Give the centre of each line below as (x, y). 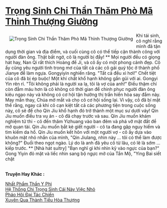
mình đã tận (148, 46)
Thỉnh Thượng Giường (52, 21)
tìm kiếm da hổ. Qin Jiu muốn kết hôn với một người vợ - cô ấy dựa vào (78, 132)
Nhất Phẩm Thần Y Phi (28, 184)
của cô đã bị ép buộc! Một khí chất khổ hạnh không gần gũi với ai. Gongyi (81, 78)
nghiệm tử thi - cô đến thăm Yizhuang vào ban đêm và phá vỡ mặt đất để (81, 121)
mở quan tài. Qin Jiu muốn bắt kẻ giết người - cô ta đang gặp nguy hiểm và (83, 127)
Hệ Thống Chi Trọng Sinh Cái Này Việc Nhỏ (50, 189)
